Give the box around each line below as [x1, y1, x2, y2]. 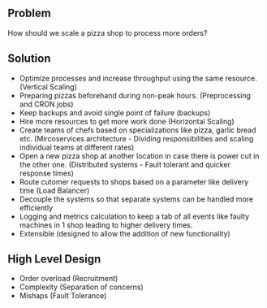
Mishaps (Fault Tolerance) [19, 291, 107, 301]
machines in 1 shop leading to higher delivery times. [19, 219, 193, 230]
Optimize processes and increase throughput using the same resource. [19, 73, 257, 83]
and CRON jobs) [19, 99, 74, 109]
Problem [7, 7, 52, 20]
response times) [19, 168, 75, 178]
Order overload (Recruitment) [19, 274, 118, 284]
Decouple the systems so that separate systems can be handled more [19, 194, 253, 204]
